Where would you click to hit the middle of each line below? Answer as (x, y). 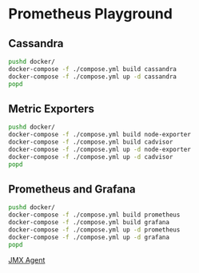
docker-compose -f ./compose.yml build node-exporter (100, 135)
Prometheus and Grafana (72, 189)
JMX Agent (27, 259)
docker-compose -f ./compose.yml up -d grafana (89, 237)
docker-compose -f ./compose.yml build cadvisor (91, 142)
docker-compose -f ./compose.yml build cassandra (93, 69)
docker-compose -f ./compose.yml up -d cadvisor (91, 156)
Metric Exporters (51, 109)
